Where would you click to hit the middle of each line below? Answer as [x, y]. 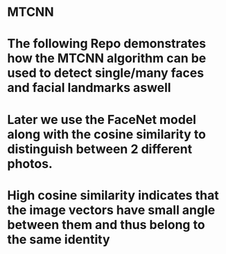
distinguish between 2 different [100, 149]
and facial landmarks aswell [89, 88]
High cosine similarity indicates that [113, 195]
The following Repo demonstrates [107, 44]
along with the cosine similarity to [107, 134]
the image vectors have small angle [111, 210]
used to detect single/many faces [106, 73]
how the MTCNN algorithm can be [107, 58]
